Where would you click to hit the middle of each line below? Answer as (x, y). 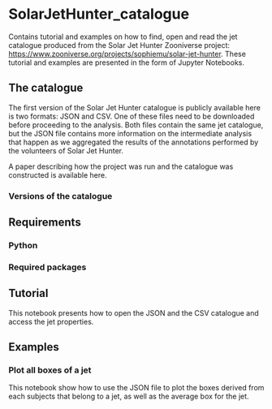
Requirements (45, 223)
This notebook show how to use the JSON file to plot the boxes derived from (136, 388)
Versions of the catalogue (60, 196)
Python (23, 245)
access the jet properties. (51, 321)
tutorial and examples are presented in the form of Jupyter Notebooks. (127, 62)
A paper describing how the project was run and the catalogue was (121, 166)
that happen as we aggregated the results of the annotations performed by (134, 142)
